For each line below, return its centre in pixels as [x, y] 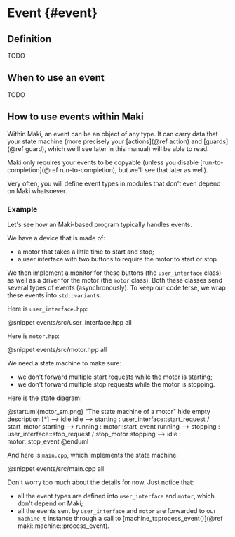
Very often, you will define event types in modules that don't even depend [114, 183]
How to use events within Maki [75, 117]
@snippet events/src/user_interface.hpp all [69, 322]
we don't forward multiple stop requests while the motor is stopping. [116, 384]
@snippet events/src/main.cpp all [56, 468]
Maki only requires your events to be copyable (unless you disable [103, 162]
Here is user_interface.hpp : [48, 309]
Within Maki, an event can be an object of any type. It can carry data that [113, 134]
